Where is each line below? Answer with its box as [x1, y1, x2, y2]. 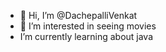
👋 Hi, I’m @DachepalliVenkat [19, 10, 138, 21]
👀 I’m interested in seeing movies [19, 20, 157, 32]
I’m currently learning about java [19, 31, 154, 42]
